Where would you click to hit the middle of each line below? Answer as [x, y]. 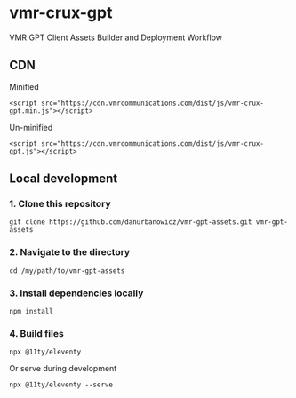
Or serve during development [63, 369]
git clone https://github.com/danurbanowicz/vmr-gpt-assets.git [131, 222]
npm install [31, 312]
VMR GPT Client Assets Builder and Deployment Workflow [116, 37]
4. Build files [36, 333]
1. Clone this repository [60, 204]
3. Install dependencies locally [76, 293]
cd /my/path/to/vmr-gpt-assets [67, 271]
